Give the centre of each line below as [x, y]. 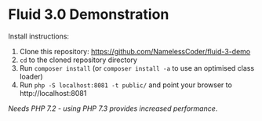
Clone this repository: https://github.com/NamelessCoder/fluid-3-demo [135, 51]
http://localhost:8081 [53, 93]
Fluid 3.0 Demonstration [89, 15]
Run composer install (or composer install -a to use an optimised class [137, 68]
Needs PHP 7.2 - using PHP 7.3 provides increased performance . [113, 108]
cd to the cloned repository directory [78, 60]
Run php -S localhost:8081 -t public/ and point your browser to [126, 85]
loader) [31, 76]
